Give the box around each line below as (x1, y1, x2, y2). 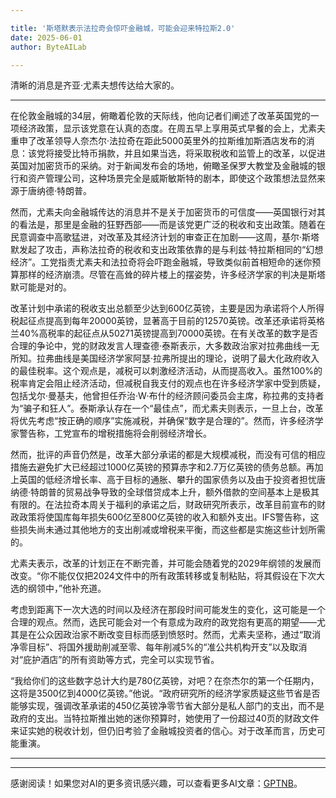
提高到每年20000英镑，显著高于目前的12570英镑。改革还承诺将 (44, 315, 308, 327)
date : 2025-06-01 (10, 32, 83, 43)
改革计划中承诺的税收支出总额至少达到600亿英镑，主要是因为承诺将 (10, 302, 290, 315)
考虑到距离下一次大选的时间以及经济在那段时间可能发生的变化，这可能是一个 (10, 604, 326, 616)
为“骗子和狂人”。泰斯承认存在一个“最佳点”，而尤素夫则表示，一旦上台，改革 (10, 402, 324, 415)
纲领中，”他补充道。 (27, 582, 107, 595)
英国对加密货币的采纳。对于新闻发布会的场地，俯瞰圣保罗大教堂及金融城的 (10, 160, 317, 172)
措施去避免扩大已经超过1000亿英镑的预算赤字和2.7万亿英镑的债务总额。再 (10, 461, 315, 473)
